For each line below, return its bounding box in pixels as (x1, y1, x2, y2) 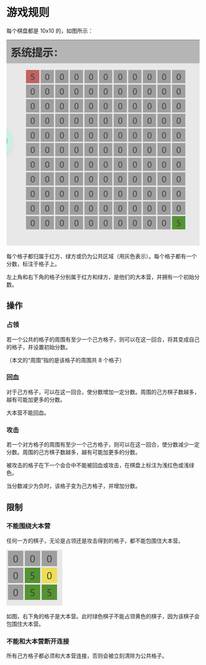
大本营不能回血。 (6, 409, 50, 416)
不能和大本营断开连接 (6, 637, 69, 645)
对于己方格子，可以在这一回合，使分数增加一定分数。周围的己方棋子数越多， (6, 388, 200, 396)
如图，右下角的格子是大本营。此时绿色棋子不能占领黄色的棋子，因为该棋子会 (6, 612, 200, 620)
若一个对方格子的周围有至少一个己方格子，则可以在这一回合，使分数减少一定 (6, 441, 200, 448)
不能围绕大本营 (6, 522, 51, 531)
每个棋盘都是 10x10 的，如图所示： (6, 27, 94, 34)
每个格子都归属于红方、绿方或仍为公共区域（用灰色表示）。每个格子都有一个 (6, 252, 197, 259)
